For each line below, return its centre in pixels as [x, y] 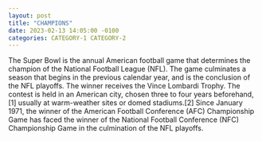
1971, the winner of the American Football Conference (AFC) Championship [131, 112]
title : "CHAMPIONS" [41, 23]
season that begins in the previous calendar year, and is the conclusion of [129, 77]
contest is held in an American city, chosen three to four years [110, 94]
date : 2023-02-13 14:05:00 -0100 [64, 30]
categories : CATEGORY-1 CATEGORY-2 [67, 38]
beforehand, [234, 94]
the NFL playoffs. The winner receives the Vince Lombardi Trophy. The [124, 86]
